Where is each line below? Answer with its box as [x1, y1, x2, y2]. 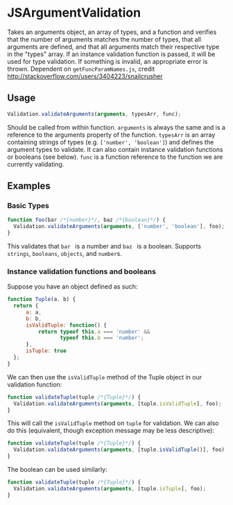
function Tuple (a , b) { [7, 296, 76, 303]
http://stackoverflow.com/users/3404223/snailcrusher [7, 71, 163, 80]
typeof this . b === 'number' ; [60, 334, 144, 341]
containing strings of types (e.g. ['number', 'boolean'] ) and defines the [7, 137, 214, 146]
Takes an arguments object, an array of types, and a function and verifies [7, 28, 217, 36]
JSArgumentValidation [7, 5, 141, 21]
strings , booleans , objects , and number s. [7, 249, 123, 257]
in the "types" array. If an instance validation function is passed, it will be [7, 50, 216, 58]
